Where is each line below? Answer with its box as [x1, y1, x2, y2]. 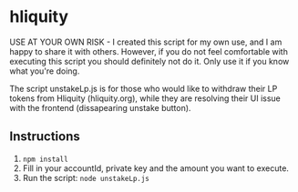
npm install [22, 155, 68, 164]
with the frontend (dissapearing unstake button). [9, 102, 191, 113]
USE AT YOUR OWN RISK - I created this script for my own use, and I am [9, 36, 283, 47]
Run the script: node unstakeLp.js [22, 172, 150, 183]
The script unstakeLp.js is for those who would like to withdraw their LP [9, 83, 278, 94]
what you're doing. [9, 66, 80, 76]
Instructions [9, 129, 80, 145]
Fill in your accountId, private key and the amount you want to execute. [22, 162, 290, 174]
